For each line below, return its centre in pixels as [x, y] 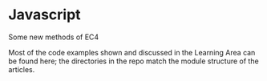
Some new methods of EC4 [54, 37]
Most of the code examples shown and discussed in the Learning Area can [132, 52]
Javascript [45, 15]
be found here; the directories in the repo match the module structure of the [133, 61]
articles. [22, 69]
